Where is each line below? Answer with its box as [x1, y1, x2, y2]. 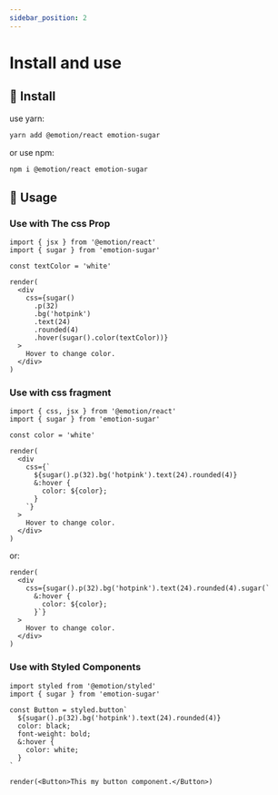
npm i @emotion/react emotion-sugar [9, 165, 148, 174]
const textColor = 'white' [9, 261, 112, 271]
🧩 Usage [9, 189, 57, 205]
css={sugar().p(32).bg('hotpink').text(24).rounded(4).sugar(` [25, 584, 271, 593]
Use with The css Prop [9, 217, 111, 229]
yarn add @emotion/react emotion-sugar [9, 130, 161, 139]
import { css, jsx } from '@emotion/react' [9, 407, 177, 416]
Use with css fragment [9, 386, 112, 399]
